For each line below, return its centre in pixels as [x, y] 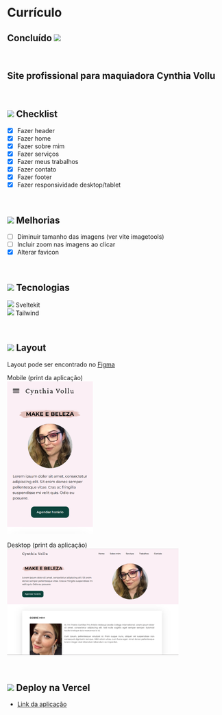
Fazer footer [34, 177]
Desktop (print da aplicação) [47, 545]
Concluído [30, 38]
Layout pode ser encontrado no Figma [61, 364]
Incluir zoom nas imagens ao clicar [66, 244]
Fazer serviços [38, 154]
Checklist [37, 114]
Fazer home [34, 138]
